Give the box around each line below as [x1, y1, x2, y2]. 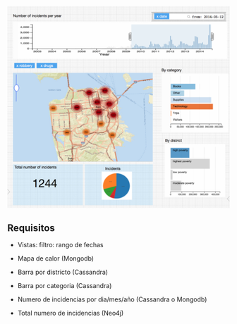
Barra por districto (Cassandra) [17, 268, 108, 277]
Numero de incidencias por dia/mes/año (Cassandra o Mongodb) [17, 295, 207, 304]
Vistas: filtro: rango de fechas [17, 241, 104, 249]
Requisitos [7, 222, 55, 234]
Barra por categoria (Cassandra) [17, 282, 112, 290]
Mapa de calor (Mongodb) [17, 254, 94, 263]
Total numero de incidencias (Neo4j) [17, 309, 124, 318]
